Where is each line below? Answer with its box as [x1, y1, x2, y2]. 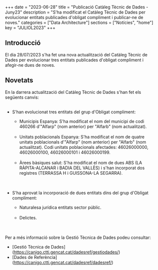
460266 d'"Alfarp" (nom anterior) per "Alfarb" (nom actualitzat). [19, 124, 147, 129]
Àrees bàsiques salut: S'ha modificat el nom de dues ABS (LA [19, 160, 142, 165]
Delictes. [19, 215, 37, 220]
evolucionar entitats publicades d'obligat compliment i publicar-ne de [5, 15, 143, 20]
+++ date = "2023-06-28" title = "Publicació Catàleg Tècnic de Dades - [5, 4, 149, 10]
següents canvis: [5, 94, 39, 100]
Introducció [5, 39, 41, 47]
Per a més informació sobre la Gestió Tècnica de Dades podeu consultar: [5, 234, 151, 240]
